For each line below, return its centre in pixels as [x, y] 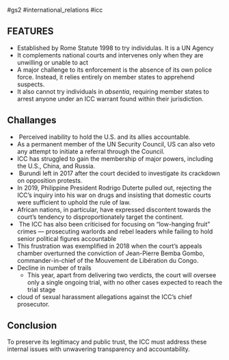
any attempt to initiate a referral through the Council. [91, 151]
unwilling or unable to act [53, 62]
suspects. [31, 84]
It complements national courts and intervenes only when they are [110, 55]
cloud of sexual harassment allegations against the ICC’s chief [105, 296]
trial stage [41, 290]
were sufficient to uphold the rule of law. [74, 202]
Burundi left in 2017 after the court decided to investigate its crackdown [120, 173]
